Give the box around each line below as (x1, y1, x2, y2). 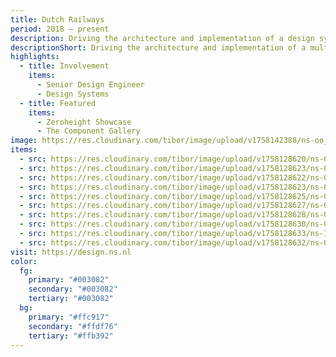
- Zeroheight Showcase (36, 117, 132, 127)
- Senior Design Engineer (36, 80, 145, 90)
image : (10, 136, 38, 146)
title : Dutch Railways (10, 14, 105, 25)
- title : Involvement (19, 61, 110, 71)
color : (10, 256, 38, 266)
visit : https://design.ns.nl (10, 247, 132, 257)
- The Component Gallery (36, 126, 141, 136)
